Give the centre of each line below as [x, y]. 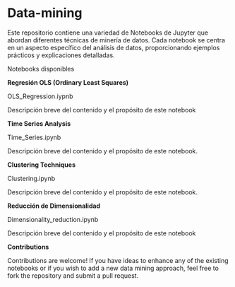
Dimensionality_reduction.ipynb [53, 219]
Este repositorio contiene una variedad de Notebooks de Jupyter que [108, 33]
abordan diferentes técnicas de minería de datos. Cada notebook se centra [116, 40]
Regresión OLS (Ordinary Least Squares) [68, 82]
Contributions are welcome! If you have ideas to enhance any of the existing [118, 260]
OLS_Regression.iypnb [40, 96]
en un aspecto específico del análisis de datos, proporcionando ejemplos [114, 47]
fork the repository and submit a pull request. [73, 275]
